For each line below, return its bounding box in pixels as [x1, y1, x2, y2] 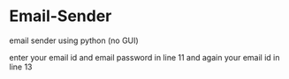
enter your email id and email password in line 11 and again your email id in [9, 52, 280, 62]
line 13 [9, 61, 33, 72]
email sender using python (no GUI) [9, 35, 139, 46]
